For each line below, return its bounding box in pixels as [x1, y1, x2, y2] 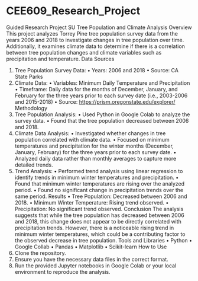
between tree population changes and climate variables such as [6, 49, 162, 56]
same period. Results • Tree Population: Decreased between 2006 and [14, 193, 187, 200]
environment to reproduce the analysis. [14, 268, 111, 275]
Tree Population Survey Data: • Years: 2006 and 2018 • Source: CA [14, 66, 179, 74]
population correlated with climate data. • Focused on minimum [14, 136, 170, 143]
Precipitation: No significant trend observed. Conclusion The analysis [14, 205, 184, 212]
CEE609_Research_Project [6, 4, 141, 18]
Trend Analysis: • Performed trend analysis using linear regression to [14, 167, 183, 174]
